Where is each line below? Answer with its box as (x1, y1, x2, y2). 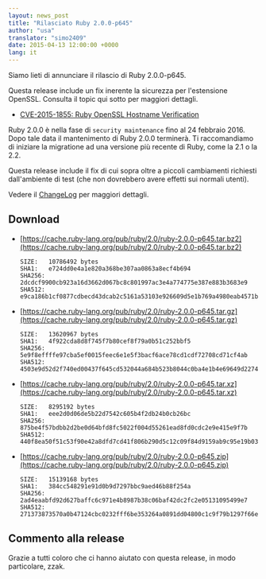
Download (8, 212, 60, 227)
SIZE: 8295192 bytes (19, 402, 95, 410)
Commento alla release (8, 532, 125, 546)
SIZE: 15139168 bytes (19, 475, 99, 484)
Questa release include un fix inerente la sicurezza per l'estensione (8, 86, 228, 95)
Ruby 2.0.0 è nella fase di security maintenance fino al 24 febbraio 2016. (8, 125, 245, 134)
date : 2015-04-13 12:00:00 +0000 (8, 41, 119, 49)
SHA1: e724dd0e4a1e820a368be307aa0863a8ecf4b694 (19, 264, 191, 273)
